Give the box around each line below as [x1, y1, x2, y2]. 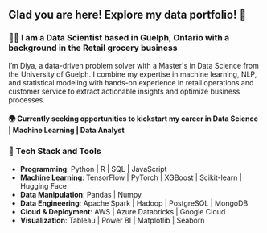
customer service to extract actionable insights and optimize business [8, 86, 240, 96]
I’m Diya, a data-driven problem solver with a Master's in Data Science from [8, 60, 260, 70]
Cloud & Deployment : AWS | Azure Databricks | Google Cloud [19, 206, 226, 216]
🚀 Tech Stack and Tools [8, 146, 102, 157]
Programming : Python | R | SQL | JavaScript [19, 164, 167, 173]
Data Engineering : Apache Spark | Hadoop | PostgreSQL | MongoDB [19, 198, 249, 208]
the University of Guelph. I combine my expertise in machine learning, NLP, [8, 69, 257, 79]
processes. [8, 94, 46, 105]
